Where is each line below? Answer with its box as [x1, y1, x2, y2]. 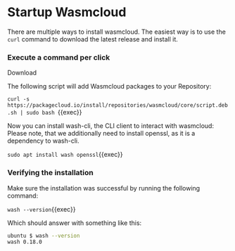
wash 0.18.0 [7, 238, 42, 246]
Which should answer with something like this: [7, 219, 142, 227]
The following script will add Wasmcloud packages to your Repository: [7, 82, 212, 91]
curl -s [7, 96, 30, 103]
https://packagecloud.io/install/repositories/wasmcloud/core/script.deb [7, 102, 229, 109]
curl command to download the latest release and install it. [7, 34, 178, 43]
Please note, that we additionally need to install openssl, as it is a [7, 129, 196, 138]
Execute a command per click [7, 52, 110, 62]
